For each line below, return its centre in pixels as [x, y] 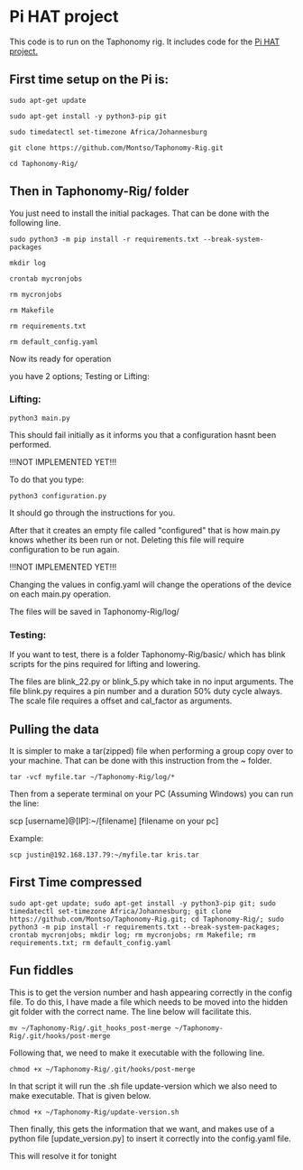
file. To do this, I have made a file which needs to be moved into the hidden [149, 1002]
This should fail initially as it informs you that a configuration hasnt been [143, 434]
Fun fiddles [41, 971]
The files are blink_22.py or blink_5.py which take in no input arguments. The [151, 682]
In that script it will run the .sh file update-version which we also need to [143, 1086]
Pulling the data [54, 729]
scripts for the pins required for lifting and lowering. [105, 664]
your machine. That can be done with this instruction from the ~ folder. [141, 760]
